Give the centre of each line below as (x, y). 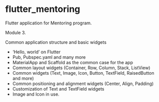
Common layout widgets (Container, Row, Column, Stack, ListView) (81, 68)
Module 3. (15, 32)
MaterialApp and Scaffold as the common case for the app (73, 62)
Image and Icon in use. (36, 94)
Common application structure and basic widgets (56, 42)
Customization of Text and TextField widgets (58, 89)
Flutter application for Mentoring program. (48, 23)
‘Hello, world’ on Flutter (36, 52)
